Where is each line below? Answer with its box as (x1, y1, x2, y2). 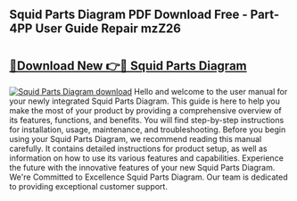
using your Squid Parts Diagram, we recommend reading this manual (9, 134, 262, 144)
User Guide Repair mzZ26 (35, 21, 181, 37)
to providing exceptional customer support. (9, 181, 168, 191)
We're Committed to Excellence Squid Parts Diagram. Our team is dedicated (9, 172, 288, 182)
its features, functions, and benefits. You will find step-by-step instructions (9, 115, 285, 125)
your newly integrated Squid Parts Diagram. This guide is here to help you (9, 96, 281, 106)
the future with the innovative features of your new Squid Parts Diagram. (9, 163, 276, 172)
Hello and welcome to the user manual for (133, 87, 288, 96)
